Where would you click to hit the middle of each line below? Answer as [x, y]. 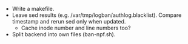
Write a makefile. [33, 9]
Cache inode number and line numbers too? [76, 28]
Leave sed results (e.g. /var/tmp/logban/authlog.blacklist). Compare [97, 15]
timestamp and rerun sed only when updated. [69, 21]
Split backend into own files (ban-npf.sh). [64, 34]
